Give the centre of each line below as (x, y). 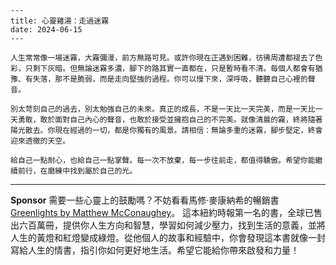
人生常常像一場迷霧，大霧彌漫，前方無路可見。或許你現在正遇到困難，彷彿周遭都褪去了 (163, 58)
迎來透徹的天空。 (40, 141)
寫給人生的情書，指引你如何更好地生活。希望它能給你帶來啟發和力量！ (155, 250)
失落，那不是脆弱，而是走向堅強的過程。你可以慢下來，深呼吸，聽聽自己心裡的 (170, 79)
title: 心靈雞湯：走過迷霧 (60, 21)
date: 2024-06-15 (46, 30)
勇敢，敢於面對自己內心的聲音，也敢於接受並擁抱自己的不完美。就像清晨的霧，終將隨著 (170, 120)
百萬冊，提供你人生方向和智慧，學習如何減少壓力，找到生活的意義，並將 (176, 225)
